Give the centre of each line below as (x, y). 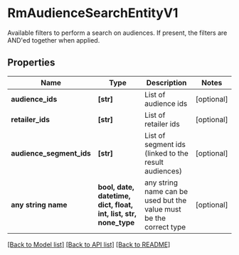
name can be (166, 191)
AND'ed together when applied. (54, 40)
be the (155, 218)
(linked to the (166, 153)
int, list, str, (117, 213)
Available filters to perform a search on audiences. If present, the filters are (117, 33)
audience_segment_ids (51, 153)
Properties (31, 63)
